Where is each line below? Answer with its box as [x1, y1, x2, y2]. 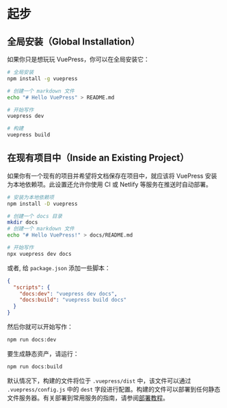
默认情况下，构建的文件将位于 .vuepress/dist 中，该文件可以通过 [7, 376, 191, 385]
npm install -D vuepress [7, 200, 78, 207]
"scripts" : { [13, 284, 51, 291]
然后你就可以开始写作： [7, 323, 73, 331]
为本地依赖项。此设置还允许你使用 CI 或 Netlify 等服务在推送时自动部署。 [7, 180, 212, 189]
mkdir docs [7, 219, 38, 226]
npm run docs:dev [7, 337, 57, 344]
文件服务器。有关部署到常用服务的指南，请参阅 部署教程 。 [7, 394, 169, 402]
